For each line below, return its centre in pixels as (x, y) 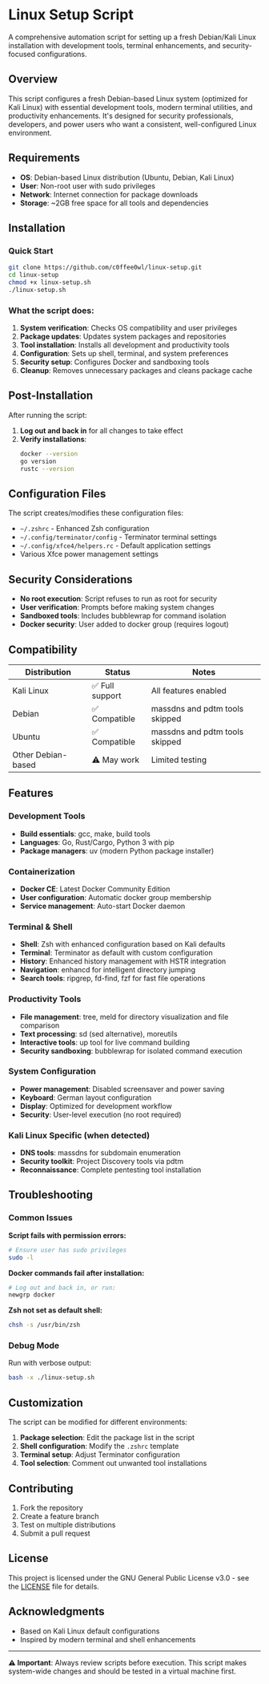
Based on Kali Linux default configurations (90, 1631)
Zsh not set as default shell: (55, 1310)
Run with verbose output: (50, 1363)
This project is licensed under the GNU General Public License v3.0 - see (129, 1577)
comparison (40, 1025)
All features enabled (189, 690)
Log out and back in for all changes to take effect (101, 430)
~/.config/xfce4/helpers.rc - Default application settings (115, 546)
